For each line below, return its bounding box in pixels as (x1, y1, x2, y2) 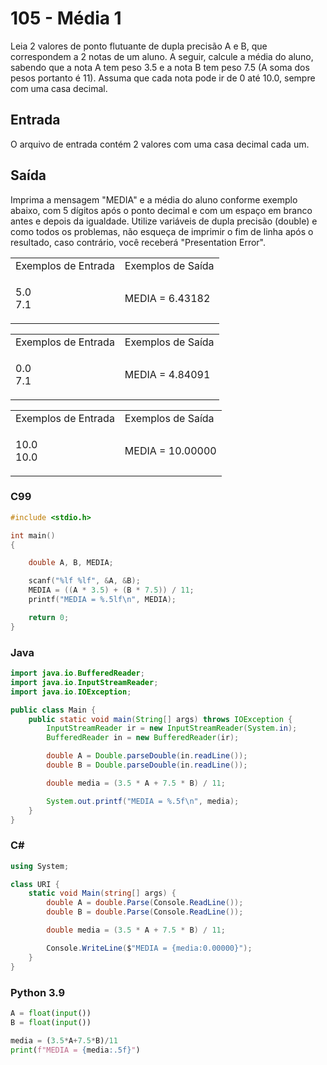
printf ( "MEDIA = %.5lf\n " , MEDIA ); (28, 595, 177, 605)
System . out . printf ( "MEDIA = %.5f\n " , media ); (46, 796, 240, 806)
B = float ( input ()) (10, 1017, 92, 1027)
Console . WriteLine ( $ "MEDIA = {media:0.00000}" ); (46, 943, 253, 953)
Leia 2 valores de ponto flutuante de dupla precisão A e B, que (10, 40, 268, 52)
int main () (10, 530, 56, 541)
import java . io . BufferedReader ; (10, 668, 145, 679)
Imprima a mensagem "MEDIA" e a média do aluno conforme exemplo (10, 193, 298, 206)
